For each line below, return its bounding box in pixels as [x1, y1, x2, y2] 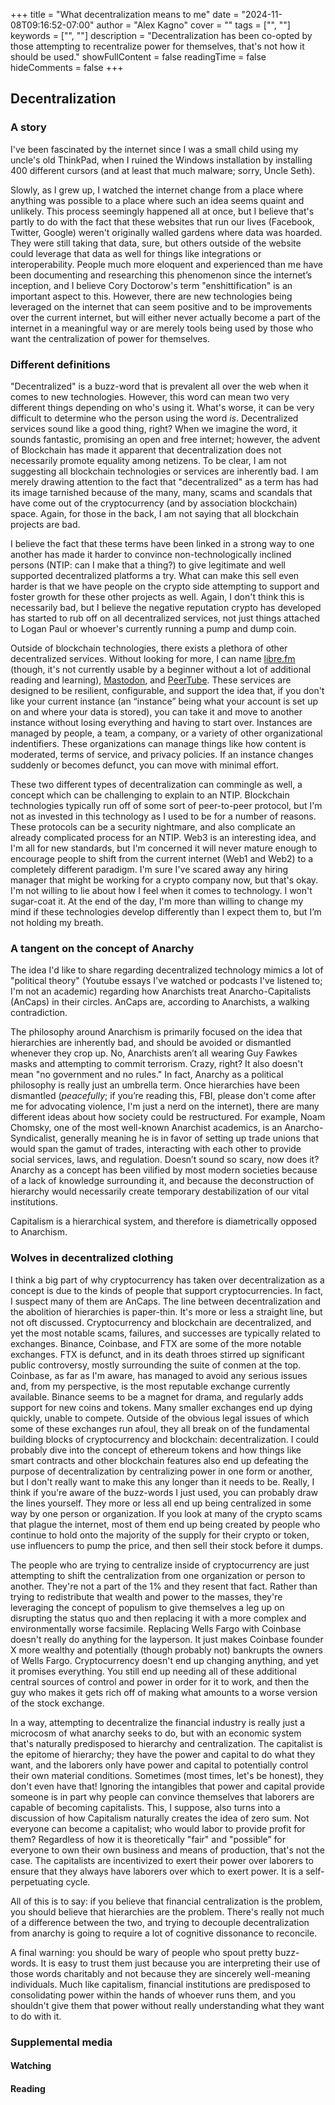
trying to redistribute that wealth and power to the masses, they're [10, 1590, 283, 1603]
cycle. [65, 1875, 91, 1888]
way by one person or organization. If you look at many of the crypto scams [10, 1507, 323, 1519]
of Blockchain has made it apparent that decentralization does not [10, 444, 282, 456]
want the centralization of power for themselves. [10, 332, 210, 344]
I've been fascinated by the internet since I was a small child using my [10, 143, 299, 155]
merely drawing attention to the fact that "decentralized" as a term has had [10, 475, 319, 488]
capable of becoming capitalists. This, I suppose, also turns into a [10, 1801, 281, 1813]
